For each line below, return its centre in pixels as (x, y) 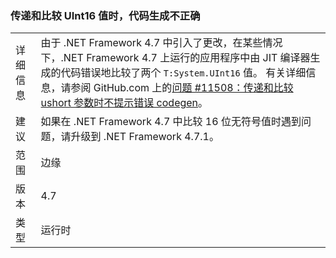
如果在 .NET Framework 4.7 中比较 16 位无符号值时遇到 (171, 122)
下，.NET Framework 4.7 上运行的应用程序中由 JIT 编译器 (175, 58)
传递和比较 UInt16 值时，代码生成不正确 (105, 15)
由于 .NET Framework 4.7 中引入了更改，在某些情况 (161, 43)
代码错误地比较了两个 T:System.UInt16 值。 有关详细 (183, 73)
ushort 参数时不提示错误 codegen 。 (124, 103)
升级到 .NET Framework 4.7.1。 (145, 137)
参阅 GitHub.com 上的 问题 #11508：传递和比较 (182, 88)
